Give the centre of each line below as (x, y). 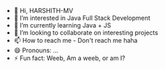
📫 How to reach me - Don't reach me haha (76, 40)
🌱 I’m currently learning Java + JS (62, 25)
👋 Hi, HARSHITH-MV (44, 11)
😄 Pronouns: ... (36, 50)
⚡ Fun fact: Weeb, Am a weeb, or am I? (69, 58)
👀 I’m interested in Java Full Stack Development (82, 18)
